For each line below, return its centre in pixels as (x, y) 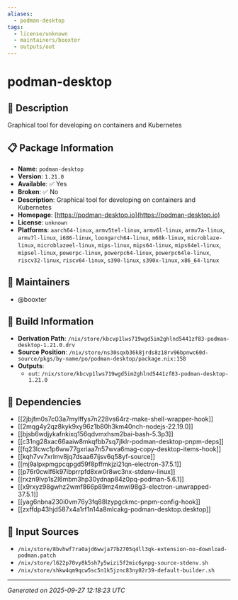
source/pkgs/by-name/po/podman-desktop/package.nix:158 (102, 359)
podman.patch (37, 556)
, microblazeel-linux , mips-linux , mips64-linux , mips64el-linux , (127, 244)
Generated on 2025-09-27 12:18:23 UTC (66, 590)
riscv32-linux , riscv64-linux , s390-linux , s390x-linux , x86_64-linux (118, 260)
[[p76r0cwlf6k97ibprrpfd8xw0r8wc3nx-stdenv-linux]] (96, 472)
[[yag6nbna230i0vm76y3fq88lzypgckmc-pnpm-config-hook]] (109, 502)
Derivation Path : (42, 339)
